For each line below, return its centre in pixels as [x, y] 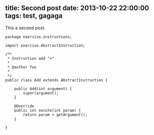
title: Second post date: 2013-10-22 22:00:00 [77, 8]
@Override [24, 106]
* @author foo [22, 67]
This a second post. [25, 28]
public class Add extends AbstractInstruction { [56, 80]
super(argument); [41, 93]
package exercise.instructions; [38, 37]
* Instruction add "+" [31, 58]
